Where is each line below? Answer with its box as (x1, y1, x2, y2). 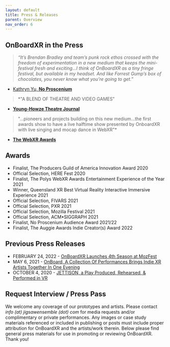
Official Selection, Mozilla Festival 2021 (12, 208, 95, 214)
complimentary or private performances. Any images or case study (5, 314, 147, 320)
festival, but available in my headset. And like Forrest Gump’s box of (17, 71, 162, 77)
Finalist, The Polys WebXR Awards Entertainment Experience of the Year (12, 176, 165, 182)
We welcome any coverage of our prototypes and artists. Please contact (5, 303, 158, 310)
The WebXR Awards (12, 137, 56, 143)
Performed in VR (12, 275, 48, 281)
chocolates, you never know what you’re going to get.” (17, 76, 134, 82)
